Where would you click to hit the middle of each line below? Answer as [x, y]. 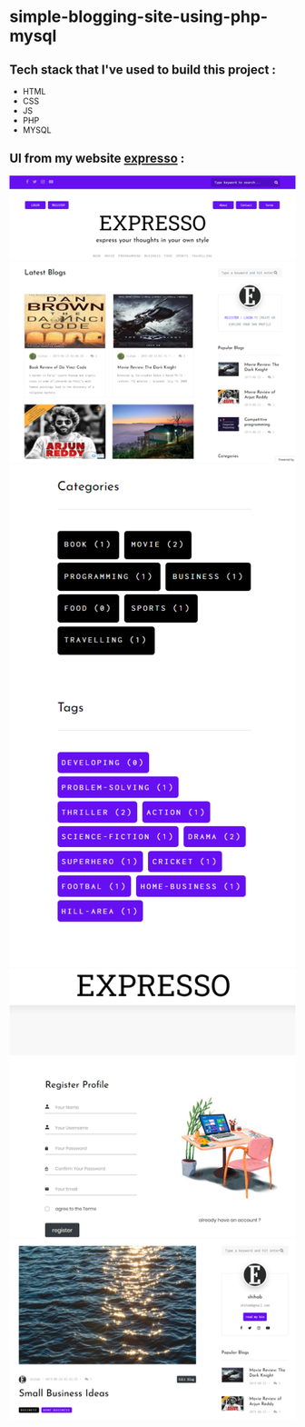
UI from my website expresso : [97, 159]
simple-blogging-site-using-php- [139, 17]
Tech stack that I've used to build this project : [143, 70]
